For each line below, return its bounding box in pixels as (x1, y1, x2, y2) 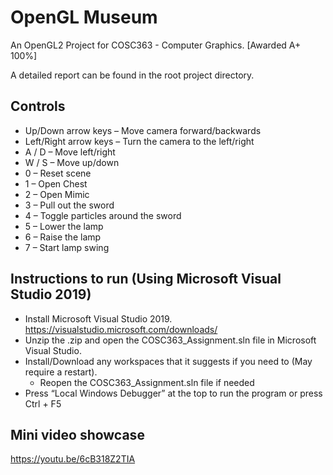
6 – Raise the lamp (24, 231, 102, 243)
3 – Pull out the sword (24, 199, 115, 211)
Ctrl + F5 (24, 397, 62, 410)
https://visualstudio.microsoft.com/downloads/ (24, 323, 218, 335)
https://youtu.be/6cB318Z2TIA (10, 453, 136, 465)
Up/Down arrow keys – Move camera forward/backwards (24, 124, 262, 136)
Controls (10, 98, 66, 115)
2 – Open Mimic (24, 188, 90, 200)
